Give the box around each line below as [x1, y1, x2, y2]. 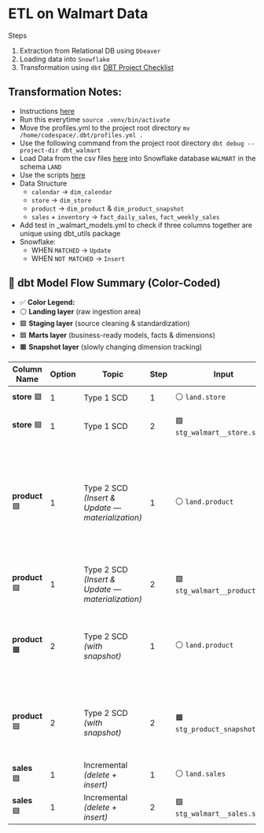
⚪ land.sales [175, 768, 226, 779]
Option [49, 369, 76, 380]
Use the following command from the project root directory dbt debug [19, 138, 244, 148]
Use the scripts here [19, 170, 86, 179]
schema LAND [19, 162, 62, 171]
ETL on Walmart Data [8, 5, 148, 23]
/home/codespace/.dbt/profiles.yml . [19, 131, 144, 139]
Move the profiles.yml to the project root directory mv [19, 123, 191, 132]
